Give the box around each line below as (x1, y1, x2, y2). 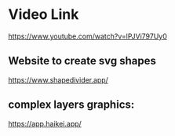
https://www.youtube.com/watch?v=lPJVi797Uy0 (8, 31, 167, 41)
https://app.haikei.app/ (8, 119, 82, 128)
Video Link (8, 6, 79, 24)
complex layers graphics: (8, 98, 135, 112)
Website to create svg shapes (8, 54, 157, 68)
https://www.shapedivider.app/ (8, 75, 108, 84)
